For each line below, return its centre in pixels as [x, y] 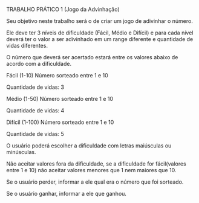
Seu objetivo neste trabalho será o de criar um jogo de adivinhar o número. [100, 21]
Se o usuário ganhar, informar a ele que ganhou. [67, 194]
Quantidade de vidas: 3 [35, 87]
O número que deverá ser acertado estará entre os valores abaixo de [92, 57]
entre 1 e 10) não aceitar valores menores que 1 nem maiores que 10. [91, 170]
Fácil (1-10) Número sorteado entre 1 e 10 [57, 75]
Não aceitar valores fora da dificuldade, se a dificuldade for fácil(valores [96, 164]
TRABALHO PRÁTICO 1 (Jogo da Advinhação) [63, 9]
